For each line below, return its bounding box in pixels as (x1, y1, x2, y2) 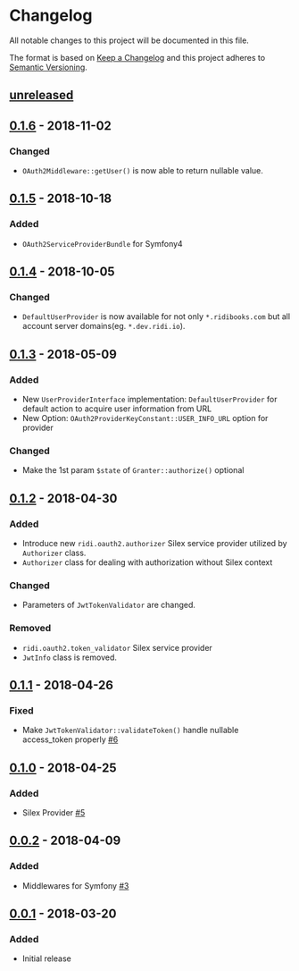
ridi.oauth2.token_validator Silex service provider (21, 642, 212, 653)
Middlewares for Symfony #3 (21, 880, 129, 891)
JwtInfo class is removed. (21, 652, 118, 663)
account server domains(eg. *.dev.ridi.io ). (21, 321, 186, 332)
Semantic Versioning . (9, 62, 87, 72)
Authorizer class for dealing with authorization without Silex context (21, 557, 273, 568)
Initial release (21, 953, 71, 964)
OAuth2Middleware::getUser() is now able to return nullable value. (21, 165, 263, 176)
